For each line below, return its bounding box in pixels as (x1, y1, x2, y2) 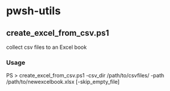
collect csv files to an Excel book (6, 43, 87, 51)
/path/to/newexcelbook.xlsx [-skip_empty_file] (6, 79, 120, 86)
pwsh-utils (6, 4, 61, 18)
